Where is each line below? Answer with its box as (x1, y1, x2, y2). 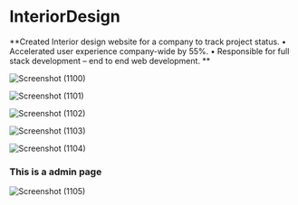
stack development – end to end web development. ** (9, 55, 211, 66)
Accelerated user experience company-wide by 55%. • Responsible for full (9, 45, 290, 56)
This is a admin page (9, 165, 102, 178)
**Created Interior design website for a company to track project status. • (9, 36, 287, 47)
